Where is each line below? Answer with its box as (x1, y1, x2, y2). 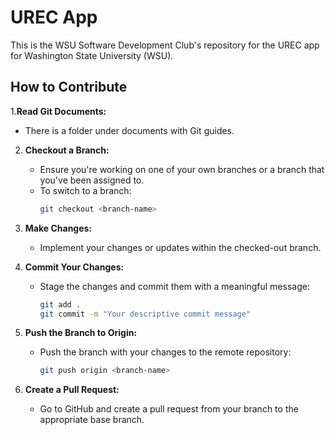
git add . (39, 299, 82, 310)
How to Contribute (10, 79, 128, 96)
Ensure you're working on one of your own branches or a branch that (39, 163, 325, 175)
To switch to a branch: (39, 184, 132, 196)
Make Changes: (24, 222, 93, 234)
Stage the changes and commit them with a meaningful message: (39, 280, 310, 292)
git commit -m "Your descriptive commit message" (39, 309, 252, 319)
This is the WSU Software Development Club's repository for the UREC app (10, 39, 320, 51)
